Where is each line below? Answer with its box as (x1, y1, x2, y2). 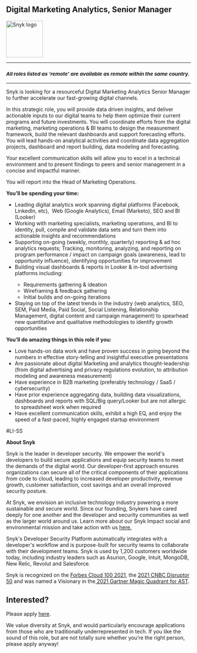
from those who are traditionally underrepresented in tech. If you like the (6, 628, 181, 635)
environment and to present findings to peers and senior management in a (6, 161, 186, 168)
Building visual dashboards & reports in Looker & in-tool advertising (14, 263, 178, 270)
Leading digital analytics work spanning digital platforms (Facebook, (14, 201, 180, 208)
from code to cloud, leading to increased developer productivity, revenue (6, 475, 183, 482)
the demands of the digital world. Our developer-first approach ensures (6, 463, 179, 470)
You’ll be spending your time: (6, 190, 79, 197)
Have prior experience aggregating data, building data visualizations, (14, 391, 181, 398)
